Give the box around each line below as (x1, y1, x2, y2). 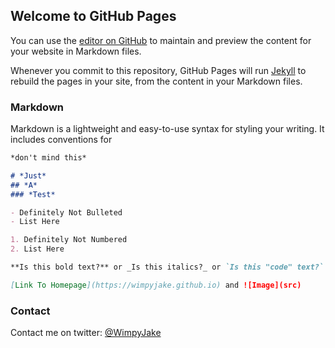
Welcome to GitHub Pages (10, 8, 177, 25)
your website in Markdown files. (10, 45, 142, 57)
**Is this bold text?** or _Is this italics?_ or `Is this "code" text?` (10, 262, 325, 273)
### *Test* (10, 189, 56, 199)
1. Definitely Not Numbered (10, 235, 128, 245)
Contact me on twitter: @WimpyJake (10, 327, 162, 339)
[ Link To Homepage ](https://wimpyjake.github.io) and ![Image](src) (10, 280, 302, 290)
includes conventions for (10, 134, 113, 146)
